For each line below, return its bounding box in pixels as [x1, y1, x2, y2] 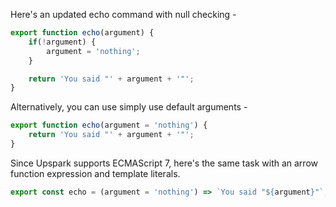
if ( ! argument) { [28, 37, 97, 47]
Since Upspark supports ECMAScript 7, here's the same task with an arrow [10, 157, 318, 169]
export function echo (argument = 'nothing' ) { [10, 120, 208, 131]
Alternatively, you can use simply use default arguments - [10, 101, 248, 113]
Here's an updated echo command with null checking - [10, 9, 237, 20]
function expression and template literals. [10, 167, 181, 179]
